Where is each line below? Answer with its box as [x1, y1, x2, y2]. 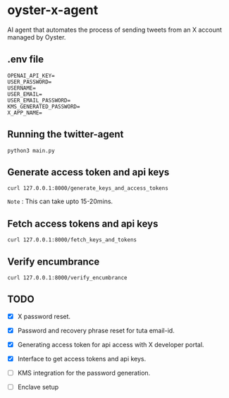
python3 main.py [7, 147, 55, 154]
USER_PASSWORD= [7, 78, 52, 85]
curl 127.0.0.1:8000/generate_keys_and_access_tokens [7, 185, 169, 192]
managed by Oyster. [7, 32, 66, 41]
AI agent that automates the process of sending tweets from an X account [7, 25, 222, 34]
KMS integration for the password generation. [17, 369, 151, 378]
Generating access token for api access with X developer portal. [17, 340, 204, 349]
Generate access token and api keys [7, 166, 170, 178]
